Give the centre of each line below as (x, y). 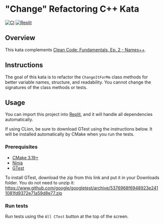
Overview (20, 38)
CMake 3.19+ (25, 157)
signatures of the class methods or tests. (46, 87)
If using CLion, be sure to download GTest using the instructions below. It (79, 129)
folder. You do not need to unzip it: (40, 182)
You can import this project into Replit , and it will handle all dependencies (79, 114)
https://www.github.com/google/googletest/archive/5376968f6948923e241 (82, 188)
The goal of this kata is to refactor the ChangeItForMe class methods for (77, 77)
